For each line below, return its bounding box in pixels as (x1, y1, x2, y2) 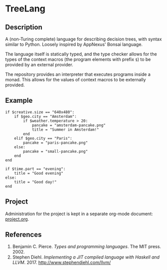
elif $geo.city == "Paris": (14, 136, 72, 141)
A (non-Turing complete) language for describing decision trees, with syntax (5, 36, 162, 42)
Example (5, 96, 33, 105)
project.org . (5, 216, 29, 222)
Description (5, 23, 42, 31)
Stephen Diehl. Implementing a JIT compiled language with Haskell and (12, 254, 160, 260)
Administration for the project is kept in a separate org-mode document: (5, 211, 153, 217)
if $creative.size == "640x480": (5, 109, 75, 115)
